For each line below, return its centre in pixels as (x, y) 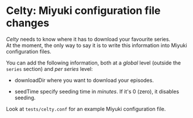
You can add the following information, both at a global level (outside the (94, 63)
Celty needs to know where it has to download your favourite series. (88, 39)
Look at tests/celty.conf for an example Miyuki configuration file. (86, 109)
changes (28, 23)
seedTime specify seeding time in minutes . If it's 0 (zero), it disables (97, 91)
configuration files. (29, 51)
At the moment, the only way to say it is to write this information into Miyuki (96, 45)
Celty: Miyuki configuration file (83, 11)
